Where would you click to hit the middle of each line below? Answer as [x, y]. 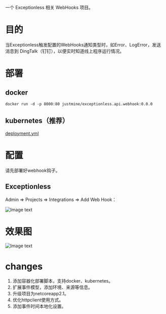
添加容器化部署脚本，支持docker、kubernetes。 [63, 281]
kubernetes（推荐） [37, 121]
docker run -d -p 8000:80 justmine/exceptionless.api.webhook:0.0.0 [79, 104]
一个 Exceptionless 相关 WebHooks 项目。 [49, 7]
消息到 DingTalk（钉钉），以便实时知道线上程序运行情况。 [65, 51]
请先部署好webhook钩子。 [33, 170]
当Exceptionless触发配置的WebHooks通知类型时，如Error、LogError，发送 [83, 45]
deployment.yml [22, 133]
